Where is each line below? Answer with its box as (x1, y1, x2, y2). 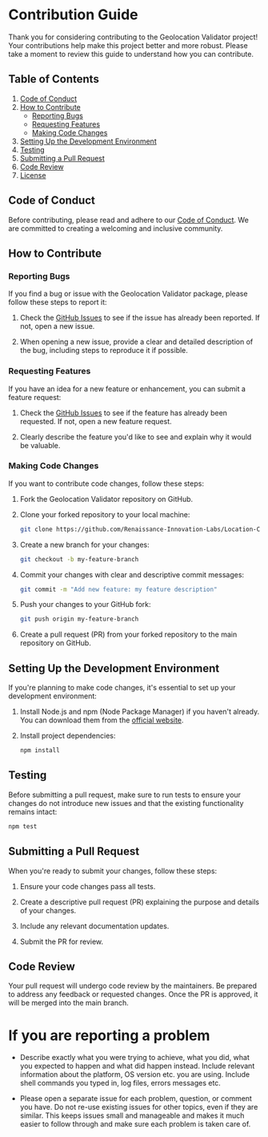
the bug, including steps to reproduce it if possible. (19, 346, 188, 355)
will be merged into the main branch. (8, 998, 130, 1008)
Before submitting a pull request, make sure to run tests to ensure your (8, 790, 242, 799)
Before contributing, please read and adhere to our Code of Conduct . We (8, 215, 250, 225)
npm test (8, 822, 38, 831)
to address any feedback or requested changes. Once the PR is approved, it (8, 989, 258, 999)
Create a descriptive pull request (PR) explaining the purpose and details (19, 896, 260, 907)
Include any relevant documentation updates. (19, 921, 170, 931)
